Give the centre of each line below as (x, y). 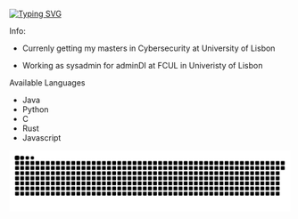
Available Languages (47, 83)
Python (35, 109)
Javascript (41, 138)
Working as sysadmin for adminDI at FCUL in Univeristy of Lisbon (142, 65)
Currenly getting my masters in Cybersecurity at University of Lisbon (149, 48)
